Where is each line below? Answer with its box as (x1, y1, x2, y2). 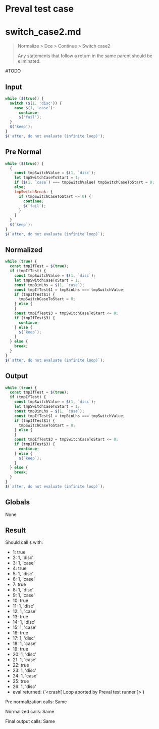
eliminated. (17, 58, 41, 64)
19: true (12, 646, 29, 652)
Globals (5, 498, 30, 506)
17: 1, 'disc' (12, 635, 35, 641)
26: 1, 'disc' (12, 683, 36, 690)
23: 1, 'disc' (12, 667, 36, 673)
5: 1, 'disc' (12, 571, 34, 577)
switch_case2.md (5, 26, 81, 38)
